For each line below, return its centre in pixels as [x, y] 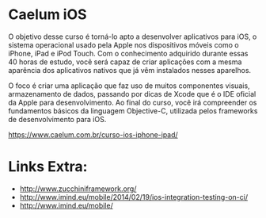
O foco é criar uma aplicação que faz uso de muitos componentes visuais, [129, 86]
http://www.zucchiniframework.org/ [78, 189]
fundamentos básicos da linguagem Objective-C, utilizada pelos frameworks [133, 111]
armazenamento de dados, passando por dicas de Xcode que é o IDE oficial [132, 94]
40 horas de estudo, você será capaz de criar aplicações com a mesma [125, 62]
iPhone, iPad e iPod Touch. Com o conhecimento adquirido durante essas [128, 53]
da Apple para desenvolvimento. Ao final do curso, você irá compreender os [133, 102]
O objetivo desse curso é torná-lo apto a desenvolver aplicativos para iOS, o [133, 36]
